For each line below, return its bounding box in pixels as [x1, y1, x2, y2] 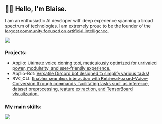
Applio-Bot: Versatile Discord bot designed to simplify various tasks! [12, 71, 150, 77]
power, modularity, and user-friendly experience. [12, 65, 111, 71]
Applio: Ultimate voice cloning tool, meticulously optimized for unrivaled [12, 60, 157, 66]
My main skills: [5, 103, 41, 110]
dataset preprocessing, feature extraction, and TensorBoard [12, 86, 133, 92]
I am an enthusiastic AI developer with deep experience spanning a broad [5, 17, 153, 23]
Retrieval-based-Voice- [101, 76, 148, 81]
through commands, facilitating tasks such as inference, [36, 81, 149, 87]
